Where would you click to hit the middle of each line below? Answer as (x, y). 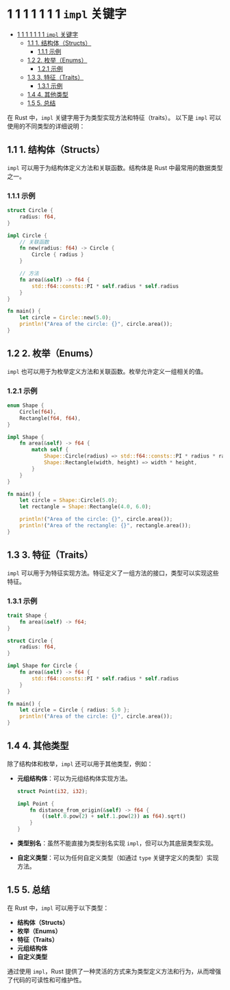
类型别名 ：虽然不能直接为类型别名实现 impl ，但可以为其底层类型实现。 (117, 843)
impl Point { (36, 803)
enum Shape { (26, 405)
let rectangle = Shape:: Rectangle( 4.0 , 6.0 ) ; (86, 507)
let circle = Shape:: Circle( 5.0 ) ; (68, 500)
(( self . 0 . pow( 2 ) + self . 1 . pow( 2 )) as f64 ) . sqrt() (114, 816)
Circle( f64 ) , (38, 412)
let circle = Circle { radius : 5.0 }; (75, 710)
